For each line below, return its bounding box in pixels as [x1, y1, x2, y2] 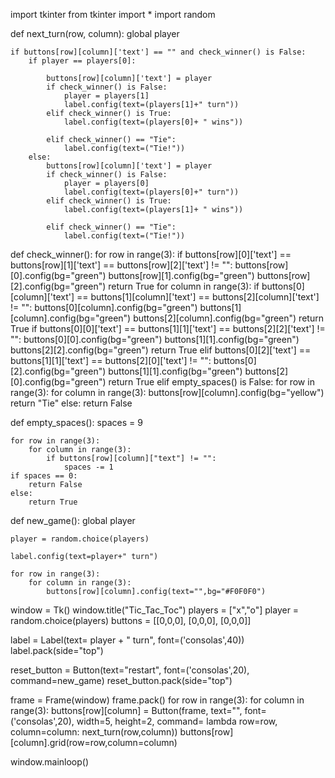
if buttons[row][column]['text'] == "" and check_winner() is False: [10, 47, 307, 57]
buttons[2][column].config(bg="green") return [133, 312, 324, 324]
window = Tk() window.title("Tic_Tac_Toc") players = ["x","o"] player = [10, 604, 300, 616]
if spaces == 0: [10, 471, 78, 481]
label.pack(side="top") [10, 645, 104, 656]
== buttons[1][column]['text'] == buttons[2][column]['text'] [76, 291, 320, 303]
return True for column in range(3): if [108, 280, 260, 292]
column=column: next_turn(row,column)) [10, 726, 178, 738]
